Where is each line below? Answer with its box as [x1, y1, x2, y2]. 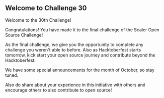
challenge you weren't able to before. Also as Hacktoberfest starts [5, 47, 141, 52]
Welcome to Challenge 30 [5, 4, 87, 12]
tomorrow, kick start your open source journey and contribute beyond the [5, 52, 156, 58]
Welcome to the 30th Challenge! [5, 17, 71, 23]
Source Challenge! [5, 32, 43, 38]
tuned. [5, 72, 18, 78]
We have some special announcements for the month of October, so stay [5, 67, 155, 73]
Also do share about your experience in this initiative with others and [5, 82, 146, 88]
